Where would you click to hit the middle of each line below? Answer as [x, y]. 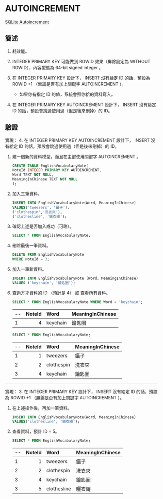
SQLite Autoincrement [27, 22]
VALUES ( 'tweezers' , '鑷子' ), [41, 207]
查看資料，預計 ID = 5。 [36, 431]
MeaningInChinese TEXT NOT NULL [45, 179]
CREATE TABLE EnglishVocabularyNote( [50, 166]
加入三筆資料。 [27, 194]
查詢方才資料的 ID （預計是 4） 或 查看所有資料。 [61, 293]
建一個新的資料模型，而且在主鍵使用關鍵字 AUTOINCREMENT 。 [76, 157]
